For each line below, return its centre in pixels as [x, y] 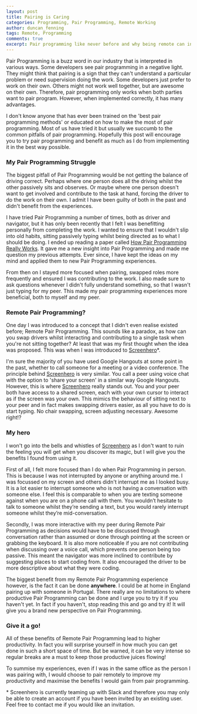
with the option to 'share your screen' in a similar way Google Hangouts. [93, 380]
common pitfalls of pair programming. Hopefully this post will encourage [94, 134]
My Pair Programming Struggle [51, 162]
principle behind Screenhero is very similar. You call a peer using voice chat [98, 374]
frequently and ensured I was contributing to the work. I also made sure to [96, 278]
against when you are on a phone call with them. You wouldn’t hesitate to [94, 500]
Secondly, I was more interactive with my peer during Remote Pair [86, 524]
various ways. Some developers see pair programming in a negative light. [95, 67]
